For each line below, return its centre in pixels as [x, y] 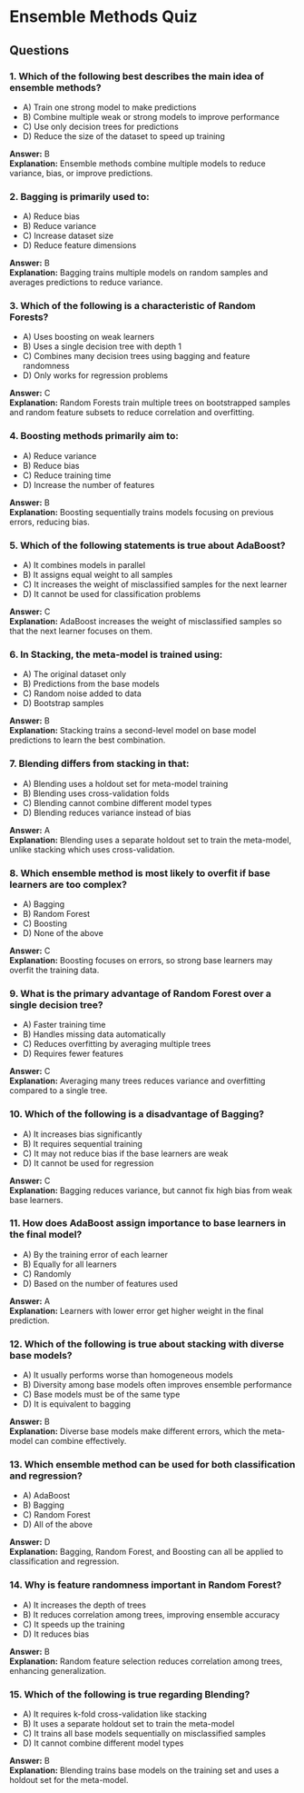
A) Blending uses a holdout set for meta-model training [125, 783]
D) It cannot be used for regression [88, 1163]
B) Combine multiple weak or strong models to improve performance [151, 116]
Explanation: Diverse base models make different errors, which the [135, 1431]
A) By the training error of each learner [95, 1254]
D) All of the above [58, 1525]
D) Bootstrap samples [63, 703]
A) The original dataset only [74, 674]
